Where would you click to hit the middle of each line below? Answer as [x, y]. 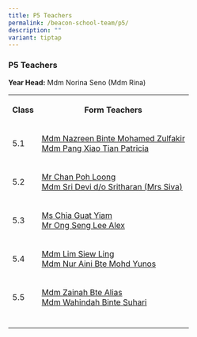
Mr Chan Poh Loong [79, 177]
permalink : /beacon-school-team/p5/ [68, 23]
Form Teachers [113, 110]
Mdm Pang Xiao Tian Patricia [95, 148]
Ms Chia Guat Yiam [77, 215]
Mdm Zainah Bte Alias [82, 292]
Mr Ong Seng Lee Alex [83, 225]
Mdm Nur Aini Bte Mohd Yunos [99, 264]
